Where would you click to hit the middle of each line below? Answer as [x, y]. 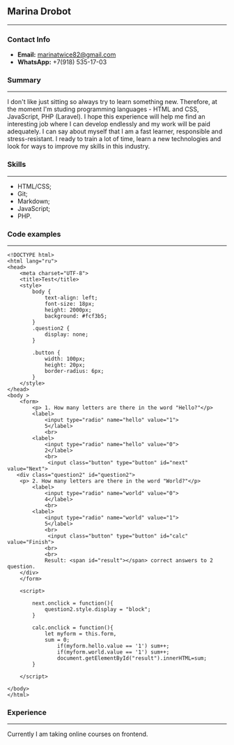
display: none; [67, 334]
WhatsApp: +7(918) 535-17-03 [62, 62]
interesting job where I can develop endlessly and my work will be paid [109, 124]
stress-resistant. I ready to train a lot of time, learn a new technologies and [114, 139]
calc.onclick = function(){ [73, 628]
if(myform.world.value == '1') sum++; [113, 652]
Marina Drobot [39, 12]
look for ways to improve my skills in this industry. [79, 147]
